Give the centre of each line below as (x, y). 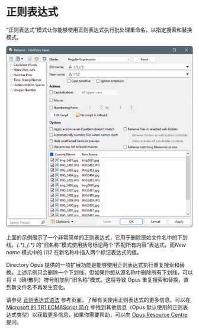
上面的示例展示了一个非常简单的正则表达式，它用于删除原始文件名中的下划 (97, 238)
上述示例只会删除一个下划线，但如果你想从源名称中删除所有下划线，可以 (105, 272)
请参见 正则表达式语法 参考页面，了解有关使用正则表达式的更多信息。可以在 (98, 300)
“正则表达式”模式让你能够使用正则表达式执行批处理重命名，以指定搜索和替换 (99, 30)
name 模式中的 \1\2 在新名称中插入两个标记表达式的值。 (74, 253)
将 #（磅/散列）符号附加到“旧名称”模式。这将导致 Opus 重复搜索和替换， (95, 280)
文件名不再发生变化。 (42, 287)
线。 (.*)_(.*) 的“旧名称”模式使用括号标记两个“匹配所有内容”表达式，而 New (96, 245)
